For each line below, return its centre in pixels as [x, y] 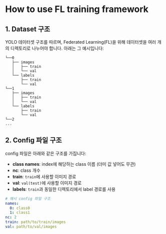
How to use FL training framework [77, 9]
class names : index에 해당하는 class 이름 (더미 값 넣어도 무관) [74, 164]
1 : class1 [20, 213]
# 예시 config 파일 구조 [28, 199]
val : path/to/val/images [31, 227]
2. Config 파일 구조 [33, 140]
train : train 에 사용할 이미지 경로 [44, 176]
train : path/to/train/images [35, 222]
